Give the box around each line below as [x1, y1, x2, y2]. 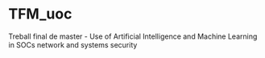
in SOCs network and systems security [8, 39, 138, 49]
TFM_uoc [8, 5, 72, 23]
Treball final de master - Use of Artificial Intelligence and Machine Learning [8, 31, 258, 41]
